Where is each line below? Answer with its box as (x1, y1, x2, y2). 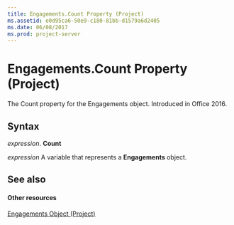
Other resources (7, 193, 57, 202)
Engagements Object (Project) (7, 209, 96, 218)
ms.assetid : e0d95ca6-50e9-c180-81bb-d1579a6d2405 (7, 17, 160, 24)
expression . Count (7, 140, 62, 147)
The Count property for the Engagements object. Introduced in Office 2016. (7, 100, 228, 108)
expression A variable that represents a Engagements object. (7, 153, 187, 161)
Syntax (7, 120, 40, 132)
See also (7, 174, 46, 186)
